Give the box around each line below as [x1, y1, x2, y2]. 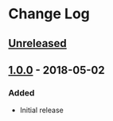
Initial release [19, 105, 64, 115]
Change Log [8, 5, 90, 23]
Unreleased [8, 37, 68, 50]
